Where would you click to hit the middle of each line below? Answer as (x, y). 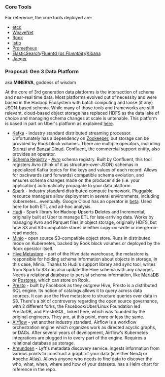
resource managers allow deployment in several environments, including (86, 196)
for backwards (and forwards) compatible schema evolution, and (78, 175)
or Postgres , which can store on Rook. (51, 280)
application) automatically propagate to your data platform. (72, 185)
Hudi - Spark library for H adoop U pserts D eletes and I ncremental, (79, 211)
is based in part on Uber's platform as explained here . (60, 123)
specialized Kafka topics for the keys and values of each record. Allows (85, 169)
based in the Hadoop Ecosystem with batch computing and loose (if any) (79, 102)
